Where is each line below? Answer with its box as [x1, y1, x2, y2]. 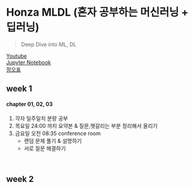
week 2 [6, 174, 34, 184]
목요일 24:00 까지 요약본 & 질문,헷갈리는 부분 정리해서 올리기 [14, 122, 158, 129]
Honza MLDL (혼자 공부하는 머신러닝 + [6, 5, 189, 19]
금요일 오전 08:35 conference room [14, 130, 101, 137]
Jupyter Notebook [6, 58, 52, 66]
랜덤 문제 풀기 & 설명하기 [23, 137, 82, 144]
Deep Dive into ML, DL [20, 40, 77, 48]
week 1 [6, 83, 32, 94]
